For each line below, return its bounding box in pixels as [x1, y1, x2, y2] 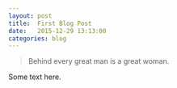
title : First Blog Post [8, 19, 92, 27]
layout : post [8, 11, 53, 20]
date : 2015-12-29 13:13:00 [8, 27, 107, 35]
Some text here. [8, 72, 62, 82]
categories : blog [8, 34, 67, 43]
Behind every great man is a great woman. [27, 57, 170, 66]
